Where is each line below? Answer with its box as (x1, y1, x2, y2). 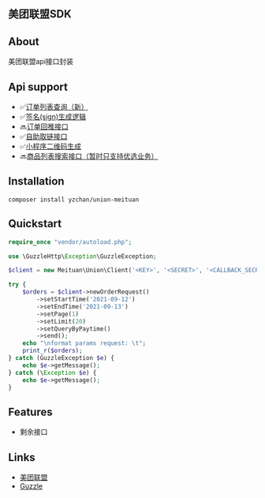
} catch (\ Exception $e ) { (8, 369, 97, 376)
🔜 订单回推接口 (19, 122, 69, 132)
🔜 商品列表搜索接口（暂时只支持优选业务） (19, 152, 159, 161)
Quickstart (8, 217, 62, 230)
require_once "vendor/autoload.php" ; (8, 238, 132, 246)
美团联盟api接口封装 (8, 57, 73, 66)
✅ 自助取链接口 (19, 132, 68, 141)
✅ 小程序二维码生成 (19, 141, 81, 152)
